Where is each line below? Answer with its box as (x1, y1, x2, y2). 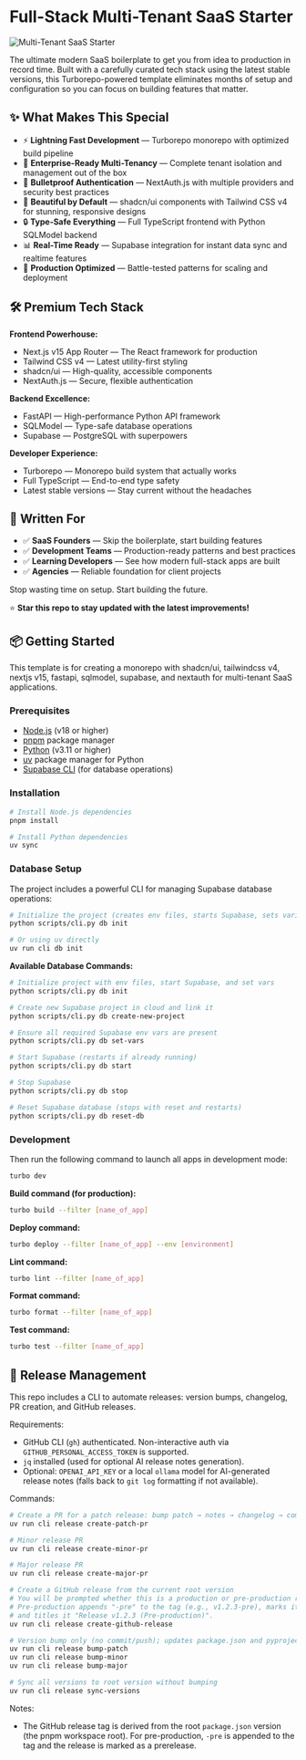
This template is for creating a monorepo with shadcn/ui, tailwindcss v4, (9, 662, 280, 673)
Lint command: (9, 1256, 68, 1267)
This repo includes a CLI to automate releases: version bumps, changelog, (9, 1391, 289, 1402)
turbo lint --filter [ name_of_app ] (9, 1274, 145, 1283)
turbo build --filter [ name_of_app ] (9, 1205, 148, 1214)
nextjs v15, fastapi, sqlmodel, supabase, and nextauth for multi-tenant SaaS (9, 672, 293, 683)
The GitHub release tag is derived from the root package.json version (22, 1720, 282, 1731)
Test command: (9, 1325, 70, 1336)
